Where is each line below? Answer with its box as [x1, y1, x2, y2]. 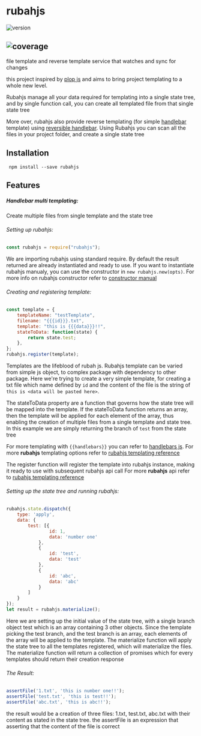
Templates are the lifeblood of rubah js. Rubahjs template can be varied [6, 362, 183, 370]
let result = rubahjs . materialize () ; [6, 606, 101, 613]
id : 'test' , [49, 550, 79, 557]
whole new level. [6, 82, 48, 89]
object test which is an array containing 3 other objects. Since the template [6, 623, 192, 631]
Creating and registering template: [6, 288, 92, 295]
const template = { [6, 307, 55, 313]
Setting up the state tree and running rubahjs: [6, 487, 119, 495]
